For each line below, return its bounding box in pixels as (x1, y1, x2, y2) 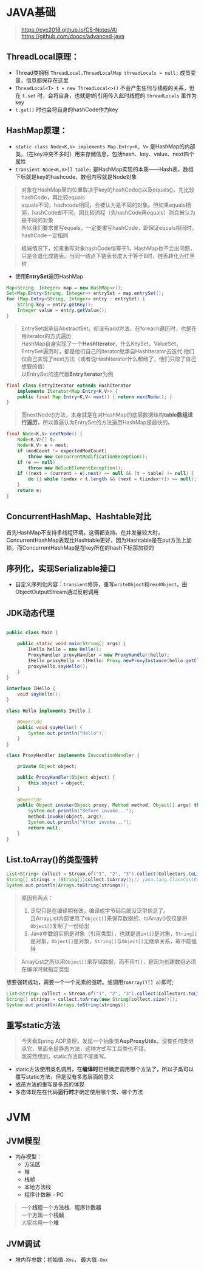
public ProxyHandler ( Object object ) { (17, 774, 115, 780)
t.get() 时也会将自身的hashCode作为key (15, 106, 118, 113)
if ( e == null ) (17, 459, 56, 465)
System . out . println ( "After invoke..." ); (28, 819, 132, 825)
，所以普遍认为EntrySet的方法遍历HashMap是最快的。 (37, 419, 174, 426)
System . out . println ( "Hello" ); (28, 730, 104, 736)
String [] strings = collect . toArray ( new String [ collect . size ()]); (6, 996, 178, 1002)
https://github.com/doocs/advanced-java (21, 32, 124, 40)
